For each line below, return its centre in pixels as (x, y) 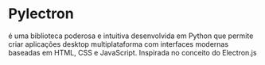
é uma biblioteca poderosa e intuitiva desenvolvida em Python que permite (131, 36)
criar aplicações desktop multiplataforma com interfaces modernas (119, 44)
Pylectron (41, 14)
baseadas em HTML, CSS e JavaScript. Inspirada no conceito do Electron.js (132, 52)
